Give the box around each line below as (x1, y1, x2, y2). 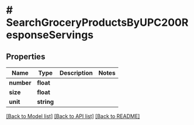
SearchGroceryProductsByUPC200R (6, 16, 189, 29)
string (37, 98, 54, 106)
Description (59, 69, 93, 77)
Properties (6, 51, 46, 61)
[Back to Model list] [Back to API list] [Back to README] (6, 113, 140, 120)
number (9, 79, 32, 86)
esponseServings (6, 29, 94, 41)
